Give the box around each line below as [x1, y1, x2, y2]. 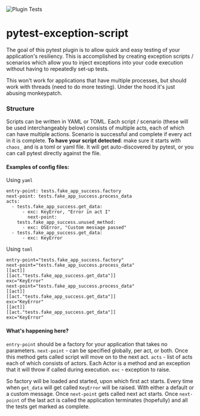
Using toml [6, 245, 33, 253]
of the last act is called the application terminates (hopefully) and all [20, 396, 188, 403]
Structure [6, 104, 35, 113]
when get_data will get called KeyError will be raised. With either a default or [6, 384, 194, 391]
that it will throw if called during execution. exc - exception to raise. [6, 366, 171, 373]
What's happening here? [6, 327, 69, 334]
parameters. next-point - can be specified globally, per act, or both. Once [6, 347, 188, 354]
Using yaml [6, 177, 33, 184]
